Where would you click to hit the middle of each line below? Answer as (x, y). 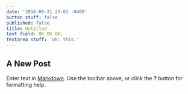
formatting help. (26, 84)
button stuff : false (32, 17)
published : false (28, 23)
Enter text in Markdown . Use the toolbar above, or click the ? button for (94, 78)
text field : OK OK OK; (35, 34)
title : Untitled (27, 28)
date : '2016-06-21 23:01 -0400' (47, 12)
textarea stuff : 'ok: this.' (43, 40)
